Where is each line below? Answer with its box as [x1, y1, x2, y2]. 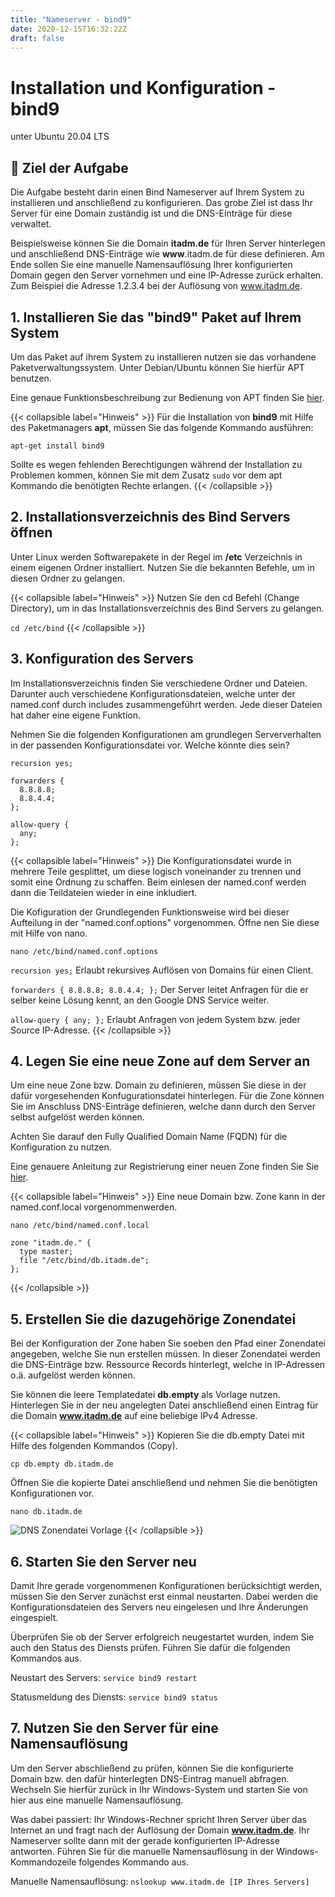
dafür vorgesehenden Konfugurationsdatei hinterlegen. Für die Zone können [10, 1090, 325, 1102]
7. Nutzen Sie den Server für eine [10, 1720, 219, 1737]
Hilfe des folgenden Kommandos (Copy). [10, 1440, 178, 1452]
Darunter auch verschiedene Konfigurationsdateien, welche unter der [10, 687, 296, 700]
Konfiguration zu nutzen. [10, 1141, 112, 1153]
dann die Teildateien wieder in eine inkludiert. [10, 886, 198, 898]
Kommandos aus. [10, 1652, 82, 1664]
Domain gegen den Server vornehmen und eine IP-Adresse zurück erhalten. [10, 269, 324, 281]
